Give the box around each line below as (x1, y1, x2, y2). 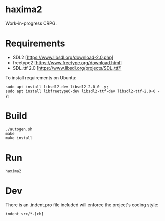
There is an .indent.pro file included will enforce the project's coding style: (5, 202, 159, 208)
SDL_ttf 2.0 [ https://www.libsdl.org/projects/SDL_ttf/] (12, 65, 122, 71)
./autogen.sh (5, 127, 33, 132)
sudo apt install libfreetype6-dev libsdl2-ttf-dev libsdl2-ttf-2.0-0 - (5, 89, 160, 94)
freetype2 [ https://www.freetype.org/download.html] (12, 59, 122, 66)
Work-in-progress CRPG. (5, 20, 57, 26)
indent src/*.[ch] (5, 211, 44, 216)
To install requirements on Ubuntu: (5, 74, 77, 81)
